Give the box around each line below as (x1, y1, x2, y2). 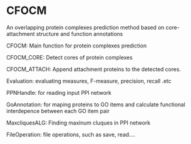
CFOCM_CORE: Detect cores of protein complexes (6, 53, 133, 61)
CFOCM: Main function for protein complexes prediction (6, 42, 147, 49)
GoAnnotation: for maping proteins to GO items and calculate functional (6, 101, 186, 108)
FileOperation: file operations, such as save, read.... (6, 131, 136, 138)
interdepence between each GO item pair (6, 107, 110, 114)
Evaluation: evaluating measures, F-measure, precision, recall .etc (6, 77, 172, 84)
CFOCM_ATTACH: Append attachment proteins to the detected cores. (6, 65, 181, 73)
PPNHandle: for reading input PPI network (6, 89, 111, 96)
